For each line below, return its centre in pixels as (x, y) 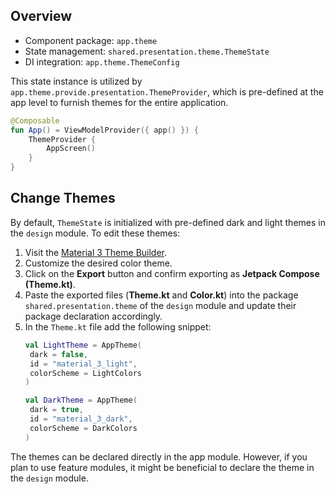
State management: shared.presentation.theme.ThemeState (147, 51)
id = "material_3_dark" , (81, 419)
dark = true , (56, 410)
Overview (41, 16)
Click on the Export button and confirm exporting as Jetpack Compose (172, 273)
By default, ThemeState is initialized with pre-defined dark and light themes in (168, 222)
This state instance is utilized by (76, 81)
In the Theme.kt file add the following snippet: (118, 326)
